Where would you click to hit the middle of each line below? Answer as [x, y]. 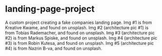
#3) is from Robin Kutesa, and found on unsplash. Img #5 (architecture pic [80, 43]
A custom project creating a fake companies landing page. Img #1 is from [79, 22]
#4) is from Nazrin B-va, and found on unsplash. [54, 48]
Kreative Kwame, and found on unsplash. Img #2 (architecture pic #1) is [77, 27]
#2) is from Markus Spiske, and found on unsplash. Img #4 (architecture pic [81, 38]
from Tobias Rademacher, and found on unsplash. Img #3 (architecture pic [80, 33]
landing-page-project [50, 9]
